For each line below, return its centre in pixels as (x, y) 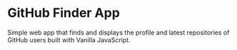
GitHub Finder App (64, 13)
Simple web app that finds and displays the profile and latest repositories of (118, 32)
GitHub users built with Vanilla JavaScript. (69, 39)
